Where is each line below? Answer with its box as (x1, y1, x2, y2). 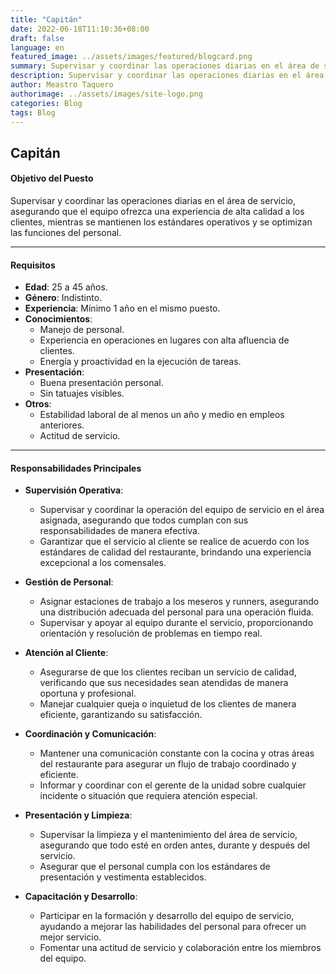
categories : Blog (10, 98, 83, 108)
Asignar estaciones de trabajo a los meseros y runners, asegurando (39, 596, 320, 608)
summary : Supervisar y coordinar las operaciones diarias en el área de (10, 61, 320, 71)
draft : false (10, 33, 65, 43)
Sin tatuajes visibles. (39, 387, 125, 400)
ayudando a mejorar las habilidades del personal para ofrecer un (39, 921, 307, 933)
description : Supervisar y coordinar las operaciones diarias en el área (10, 71, 325, 81)
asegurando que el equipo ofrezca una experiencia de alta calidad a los (10, 205, 305, 217)
